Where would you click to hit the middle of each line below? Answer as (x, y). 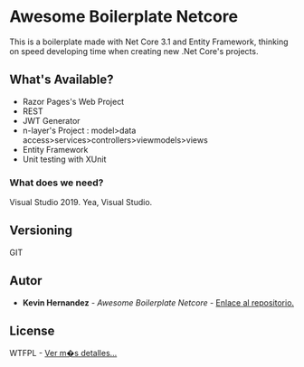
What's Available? (62, 80)
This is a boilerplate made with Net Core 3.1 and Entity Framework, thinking (149, 42)
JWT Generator (51, 120)
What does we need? (57, 183)
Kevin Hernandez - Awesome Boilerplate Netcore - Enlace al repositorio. (158, 302)
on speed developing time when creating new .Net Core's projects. (134, 51)
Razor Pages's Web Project (73, 101)
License (32, 331)
